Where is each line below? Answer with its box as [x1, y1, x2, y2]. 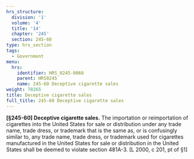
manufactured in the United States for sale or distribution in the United [6, 139, 179, 146]
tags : [6, 48, 20, 54]
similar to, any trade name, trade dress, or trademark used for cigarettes [6, 133, 184, 140]
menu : [6, 59, 20, 65]
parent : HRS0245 [17, 75, 58, 81]
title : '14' [11, 25, 42, 32]
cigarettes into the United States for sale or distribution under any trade [6, 120, 182, 127]
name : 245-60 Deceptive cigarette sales [17, 81, 119, 87]
